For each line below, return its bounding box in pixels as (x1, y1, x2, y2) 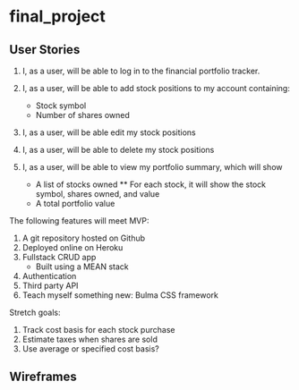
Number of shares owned (35, 110, 130, 120)
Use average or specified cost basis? (21, 343, 159, 354)
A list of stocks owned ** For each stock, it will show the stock (35, 179, 267, 190)
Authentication (21, 271, 77, 281)
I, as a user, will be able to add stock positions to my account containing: (21, 83, 291, 93)
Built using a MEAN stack (35, 261, 129, 272)
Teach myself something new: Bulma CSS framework (21, 290, 219, 301)
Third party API (21, 280, 79, 291)
